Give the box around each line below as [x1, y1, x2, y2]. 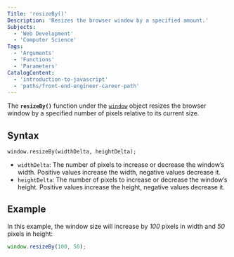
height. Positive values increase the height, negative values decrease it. [17, 183, 225, 192]
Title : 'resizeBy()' [7, 10, 68, 18]
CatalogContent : [7, 69, 55, 76]
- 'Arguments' [13, 50, 55, 57]
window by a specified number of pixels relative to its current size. [7, 109, 200, 118]
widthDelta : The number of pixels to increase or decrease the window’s [17, 161, 225, 169]
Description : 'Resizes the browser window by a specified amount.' [7, 17, 209, 24]
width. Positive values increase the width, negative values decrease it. [17, 168, 221, 177]
